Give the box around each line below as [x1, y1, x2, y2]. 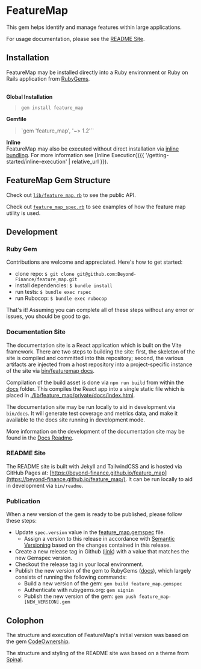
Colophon [6, 615, 44, 626]
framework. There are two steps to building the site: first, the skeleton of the [6, 347, 196, 355]
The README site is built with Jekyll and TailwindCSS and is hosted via [6, 462, 182, 470]
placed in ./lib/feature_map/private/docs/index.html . [6, 391, 135, 399]
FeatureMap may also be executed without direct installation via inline [6, 145, 179, 152]
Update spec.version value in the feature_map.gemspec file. [14, 529, 165, 536]
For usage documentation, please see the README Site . [6, 35, 146, 42]
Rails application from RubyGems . [6, 75, 90, 82]
